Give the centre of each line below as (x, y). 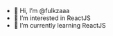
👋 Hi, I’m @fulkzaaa (42, 11)
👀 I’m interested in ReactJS (52, 18)
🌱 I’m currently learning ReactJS (60, 25)
